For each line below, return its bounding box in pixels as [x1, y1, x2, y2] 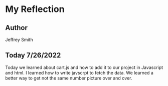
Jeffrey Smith [5, 36, 34, 42]
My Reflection [5, 3, 65, 15]
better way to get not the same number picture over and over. [5, 75, 132, 81]
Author [5, 23, 28, 32]
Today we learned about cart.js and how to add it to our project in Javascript [5, 64, 163, 70]
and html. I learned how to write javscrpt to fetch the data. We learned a [5, 69, 154, 75]
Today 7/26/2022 [5, 51, 61, 59]
